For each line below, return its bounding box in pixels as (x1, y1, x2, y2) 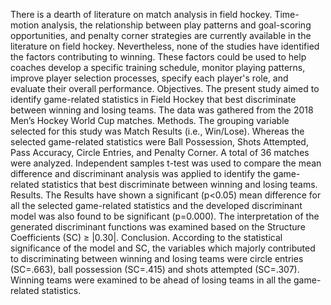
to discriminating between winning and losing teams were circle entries (10, 253, 304, 264)
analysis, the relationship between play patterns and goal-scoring (41, 19, 312, 31)
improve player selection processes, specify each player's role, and (10, 72, 289, 84)
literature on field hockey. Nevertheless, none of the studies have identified (10, 40, 320, 52)
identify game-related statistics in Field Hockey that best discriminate (10, 94, 297, 105)
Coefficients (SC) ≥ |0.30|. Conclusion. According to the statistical (10, 232, 283, 243)
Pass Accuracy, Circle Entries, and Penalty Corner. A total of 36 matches (10, 147, 310, 158)
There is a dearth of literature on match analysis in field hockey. (10, 9, 273, 20)
